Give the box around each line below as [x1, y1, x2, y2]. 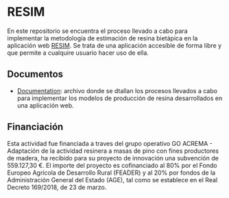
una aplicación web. [16, 101, 74, 110]
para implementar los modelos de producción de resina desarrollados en [16, 94, 223, 102]
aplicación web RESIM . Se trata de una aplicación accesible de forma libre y [7, 41, 221, 49]
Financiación [7, 121, 64, 133]
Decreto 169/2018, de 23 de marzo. [7, 183, 107, 191]
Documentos [7, 69, 64, 80]
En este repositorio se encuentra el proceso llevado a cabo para [7, 27, 188, 35]
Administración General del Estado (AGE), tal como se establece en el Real [7, 175, 218, 184]
